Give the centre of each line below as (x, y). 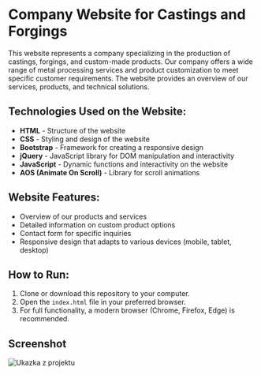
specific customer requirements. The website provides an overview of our (128, 78)
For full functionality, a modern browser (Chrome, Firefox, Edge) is (127, 310)
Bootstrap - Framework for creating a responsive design (111, 147)
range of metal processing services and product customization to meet (123, 69)
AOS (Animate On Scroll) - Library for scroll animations (110, 172)
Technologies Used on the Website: (97, 112)
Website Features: (54, 198)
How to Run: (39, 274)
